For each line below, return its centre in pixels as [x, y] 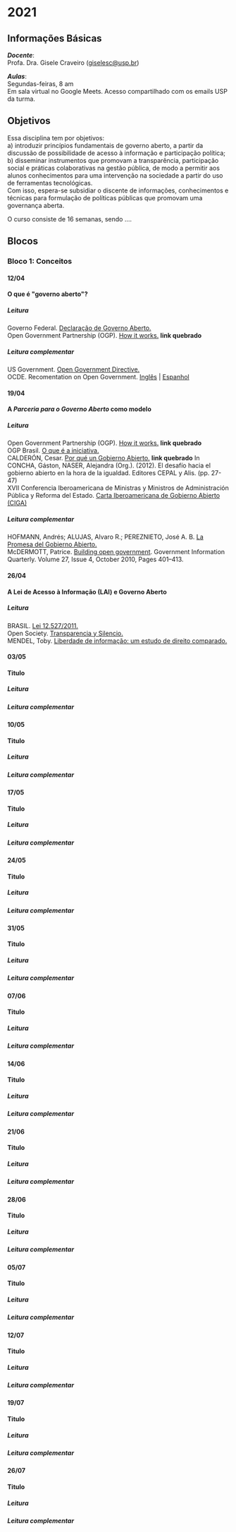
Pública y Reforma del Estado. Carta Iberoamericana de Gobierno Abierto [114, 496]
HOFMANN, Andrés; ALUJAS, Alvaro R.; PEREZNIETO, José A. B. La [106, 537]
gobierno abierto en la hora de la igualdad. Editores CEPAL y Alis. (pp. [108, 473]
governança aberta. [36, 205]
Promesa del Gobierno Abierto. [52, 544]
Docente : [21, 55]
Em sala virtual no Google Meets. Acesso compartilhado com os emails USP [117, 91]
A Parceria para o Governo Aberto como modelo [79, 409]
